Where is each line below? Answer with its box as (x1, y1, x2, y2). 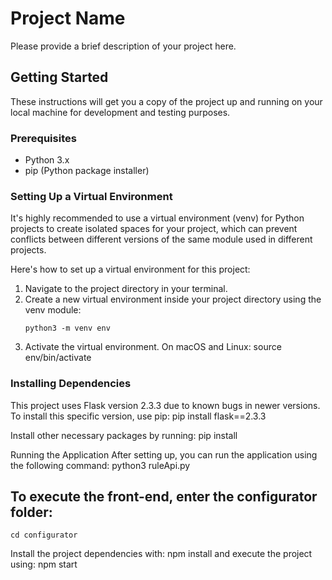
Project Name (10, 7, 126, 30)
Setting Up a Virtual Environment (10, 189, 173, 203)
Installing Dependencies (10, 377, 132, 391)
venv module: (24, 304, 82, 316)
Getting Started (10, 69, 109, 86)
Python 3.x (24, 154, 70, 166)
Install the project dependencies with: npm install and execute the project (10, 548, 313, 560)
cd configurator (10, 530, 78, 541)
